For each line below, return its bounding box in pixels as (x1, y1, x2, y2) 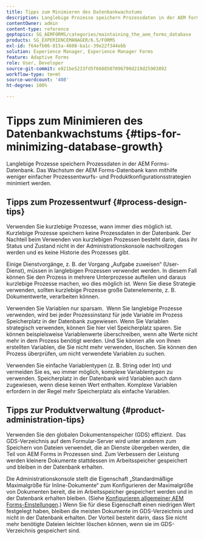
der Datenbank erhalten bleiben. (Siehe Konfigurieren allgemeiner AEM (6, 494, 184, 502)
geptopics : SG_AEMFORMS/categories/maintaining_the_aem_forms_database (6, 32, 191, 38)
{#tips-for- (125, 127, 182, 141)
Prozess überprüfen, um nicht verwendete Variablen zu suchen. (6, 349, 166, 357)
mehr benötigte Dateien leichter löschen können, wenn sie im (6, 520, 160, 527)
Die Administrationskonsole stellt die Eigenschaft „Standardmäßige (6, 475, 174, 482)
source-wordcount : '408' (6, 77, 69, 83)
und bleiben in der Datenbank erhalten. (6, 463, 104, 471)
